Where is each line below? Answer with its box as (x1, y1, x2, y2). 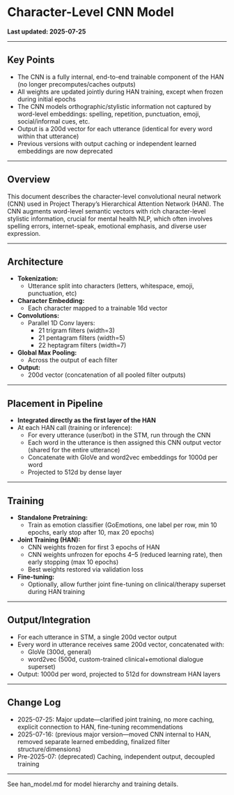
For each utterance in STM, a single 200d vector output (17, 632, 177, 641)
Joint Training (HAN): (17, 535, 81, 544)
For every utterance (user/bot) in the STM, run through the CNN (27, 431, 211, 440)
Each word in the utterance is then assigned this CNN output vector (27, 438, 221, 447)
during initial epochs (17, 95, 77, 103)
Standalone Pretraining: (17, 514, 88, 521)
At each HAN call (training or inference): (17, 424, 132, 432)
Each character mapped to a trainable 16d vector (27, 304, 168, 313)
